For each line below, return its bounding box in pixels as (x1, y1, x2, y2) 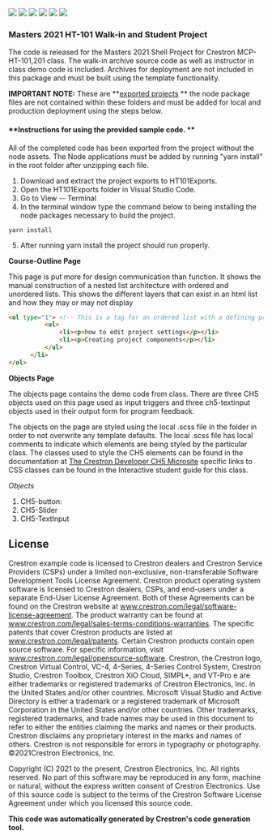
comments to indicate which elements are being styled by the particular (8, 439, 248, 449)
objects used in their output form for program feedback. (8, 406, 195, 415)
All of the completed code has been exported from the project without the (8, 143, 255, 153)
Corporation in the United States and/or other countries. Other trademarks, (8, 705, 257, 715)
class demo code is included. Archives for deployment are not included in (8, 65, 253, 75)
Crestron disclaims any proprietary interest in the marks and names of (8, 731, 242, 741)
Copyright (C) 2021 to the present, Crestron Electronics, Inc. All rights (8, 764, 240, 774)
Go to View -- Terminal (19, 193, 97, 203)
